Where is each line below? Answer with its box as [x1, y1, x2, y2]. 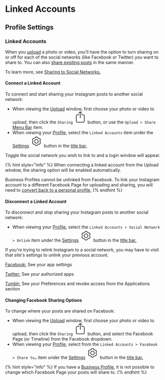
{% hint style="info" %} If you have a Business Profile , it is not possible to [5, 364, 155, 370]
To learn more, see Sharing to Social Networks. [5, 69, 101, 75]
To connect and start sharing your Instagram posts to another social [5, 91, 143, 97]
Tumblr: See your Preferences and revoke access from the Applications [5, 281, 150, 286]
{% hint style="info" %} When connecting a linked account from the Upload [5, 162, 159, 168]
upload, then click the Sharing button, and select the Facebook [12, 331, 154, 337]
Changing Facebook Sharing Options [5, 297, 82, 303]
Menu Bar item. [12, 125, 43, 130]
